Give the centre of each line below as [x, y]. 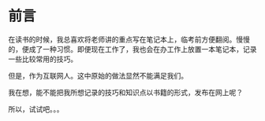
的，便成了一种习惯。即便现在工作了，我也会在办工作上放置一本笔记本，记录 [132, 49]
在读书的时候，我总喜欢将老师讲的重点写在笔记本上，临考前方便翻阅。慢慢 [129, 39]
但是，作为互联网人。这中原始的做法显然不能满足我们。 [98, 75]
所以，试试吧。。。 [36, 109]
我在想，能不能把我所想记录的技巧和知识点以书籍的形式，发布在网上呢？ [125, 92]
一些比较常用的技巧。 [43, 59]
